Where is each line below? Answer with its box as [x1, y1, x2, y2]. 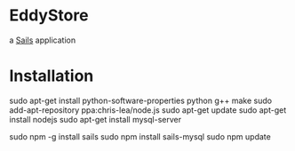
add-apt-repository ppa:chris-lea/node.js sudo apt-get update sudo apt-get [9, 104, 287, 115]
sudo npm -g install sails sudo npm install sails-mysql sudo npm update [9, 131, 271, 142]
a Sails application [9, 35, 76, 45]
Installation [9, 66, 94, 86]
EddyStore [9, 5, 89, 26]
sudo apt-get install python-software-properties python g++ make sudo [9, 95, 273, 106]
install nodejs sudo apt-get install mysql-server [9, 114, 182, 124]
